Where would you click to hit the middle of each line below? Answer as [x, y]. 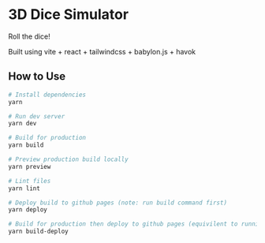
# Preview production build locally [68, 159]
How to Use [37, 77]
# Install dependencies [47, 95]
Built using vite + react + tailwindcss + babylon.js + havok [102, 51]
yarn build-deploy [38, 232]
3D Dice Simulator [68, 15]
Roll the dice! [30, 36]
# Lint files [30, 181]
